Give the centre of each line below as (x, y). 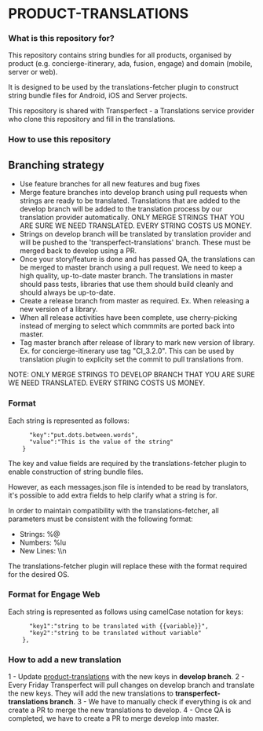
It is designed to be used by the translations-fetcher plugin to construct (124, 87)
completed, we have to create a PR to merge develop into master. (114, 718)
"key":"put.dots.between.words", (84, 435)
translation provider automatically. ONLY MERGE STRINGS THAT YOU (132, 218)
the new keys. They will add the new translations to (91, 693)
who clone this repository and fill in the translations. (92, 119)
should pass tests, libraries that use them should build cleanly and (126, 285)
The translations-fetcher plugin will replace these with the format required (128, 566)
